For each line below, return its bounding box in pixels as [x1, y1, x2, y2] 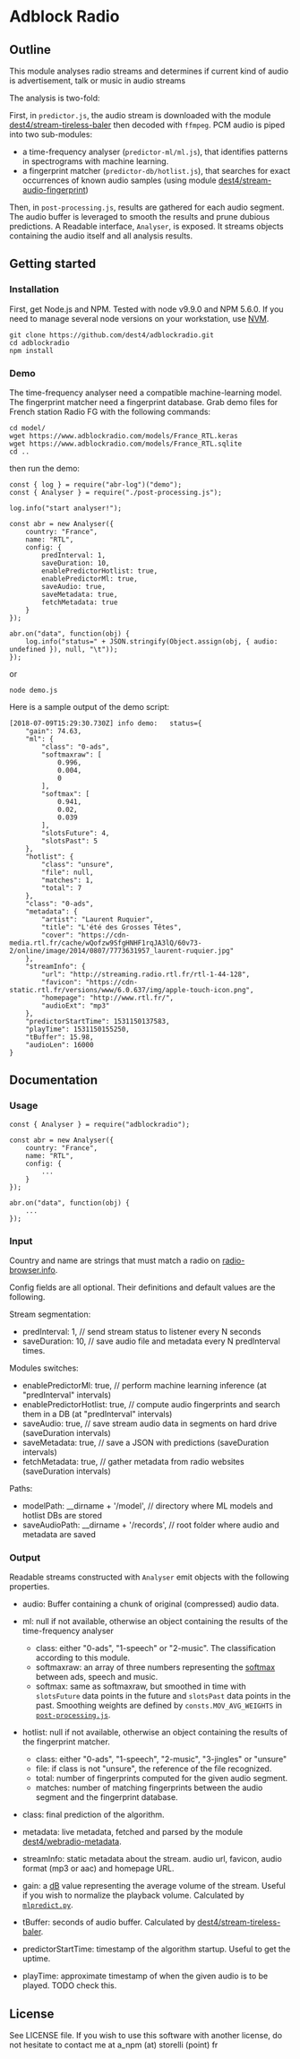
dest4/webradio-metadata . [21, 1836, 123, 1847]
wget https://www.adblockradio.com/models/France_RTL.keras [9, 431, 239, 440]
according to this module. [35, 1652, 131, 1664]
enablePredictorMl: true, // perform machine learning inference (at [21, 1380, 267, 1390]
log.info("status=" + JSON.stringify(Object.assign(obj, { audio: [25, 636, 279, 646]
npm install [9, 346, 54, 355]
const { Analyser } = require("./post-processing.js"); [9, 488, 222, 497]
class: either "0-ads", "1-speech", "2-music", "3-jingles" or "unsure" [35, 1754, 287, 1765]
